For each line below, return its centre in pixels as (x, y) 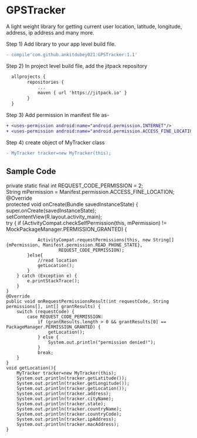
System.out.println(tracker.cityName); (65, 399)
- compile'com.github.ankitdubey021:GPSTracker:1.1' (72, 54)
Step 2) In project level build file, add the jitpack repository (77, 66)
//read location (57, 260)
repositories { (46, 82)
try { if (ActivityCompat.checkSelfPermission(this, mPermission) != (86, 223)
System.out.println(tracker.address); (64, 393)
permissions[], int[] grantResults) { (53, 306)
